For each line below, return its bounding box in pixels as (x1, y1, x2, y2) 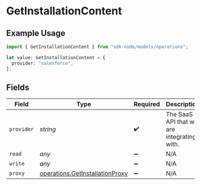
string (39, 125, 56, 134)
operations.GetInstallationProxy (39, 169, 128, 178)
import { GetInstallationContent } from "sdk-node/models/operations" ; (6, 44, 188, 50)
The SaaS (165, 110, 193, 119)
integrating (165, 133, 196, 141)
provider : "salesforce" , (11, 60, 74, 66)
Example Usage (6, 28, 66, 38)
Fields (6, 82, 30, 92)
